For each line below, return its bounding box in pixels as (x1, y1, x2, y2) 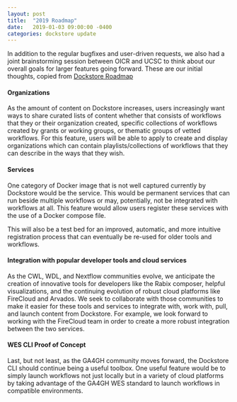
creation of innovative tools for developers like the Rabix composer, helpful (7, 279, 226, 287)
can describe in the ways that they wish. (7, 149, 125, 158)
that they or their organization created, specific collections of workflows (7, 119, 218, 127)
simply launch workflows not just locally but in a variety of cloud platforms (7, 372, 224, 380)
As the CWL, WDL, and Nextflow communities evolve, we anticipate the (7, 272, 216, 280)
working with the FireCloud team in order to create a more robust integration (7, 316, 230, 326)
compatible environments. (7, 386, 83, 395)
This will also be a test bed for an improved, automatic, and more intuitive (7, 224, 221, 234)
